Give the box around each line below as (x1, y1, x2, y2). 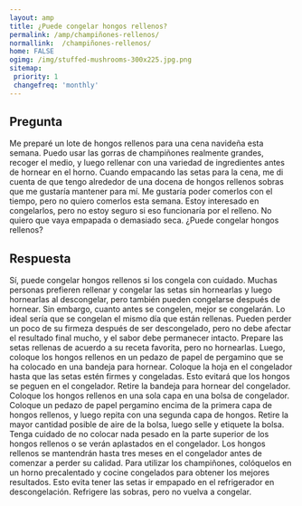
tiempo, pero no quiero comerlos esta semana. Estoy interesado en (9, 196, 260, 206)
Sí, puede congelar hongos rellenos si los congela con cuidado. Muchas (9, 275, 278, 286)
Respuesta (9, 251, 71, 266)
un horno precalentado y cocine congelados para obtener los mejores (9, 467, 269, 478)
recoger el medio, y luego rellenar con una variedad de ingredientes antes (9, 158, 285, 168)
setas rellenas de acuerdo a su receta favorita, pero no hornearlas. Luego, (9, 342, 286, 353)
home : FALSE (9, 47, 54, 56)
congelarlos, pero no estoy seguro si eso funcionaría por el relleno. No (9, 205, 272, 216)
